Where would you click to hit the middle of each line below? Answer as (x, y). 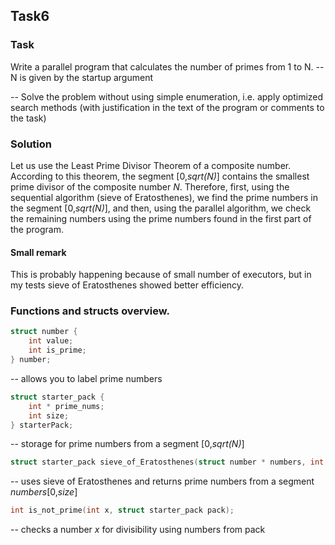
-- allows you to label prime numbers (86, 378)
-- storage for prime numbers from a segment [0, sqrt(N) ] (127, 444)
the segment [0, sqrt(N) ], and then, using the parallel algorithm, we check (161, 208)
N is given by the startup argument (82, 77)
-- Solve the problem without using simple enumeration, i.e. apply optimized (167, 96)
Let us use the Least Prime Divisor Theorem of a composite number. (151, 165)
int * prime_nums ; (66, 406)
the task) (28, 118)
